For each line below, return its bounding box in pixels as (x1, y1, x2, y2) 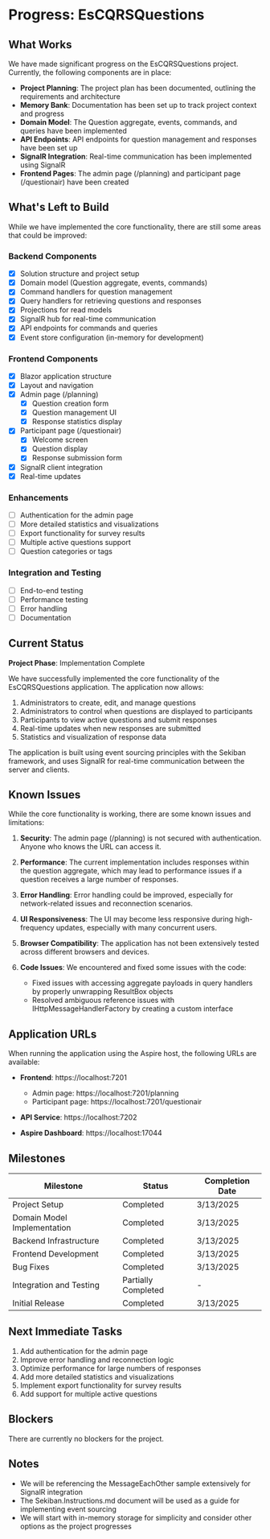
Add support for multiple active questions (19, 1388, 158, 1398)
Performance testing (19, 594, 88, 604)
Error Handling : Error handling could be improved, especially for (19, 890, 233, 900)
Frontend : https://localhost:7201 (19, 1073, 127, 1083)
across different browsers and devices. (19, 947, 150, 957)
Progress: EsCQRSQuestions (8, 6, 205, 24)
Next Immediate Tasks (8, 1325, 123, 1339)
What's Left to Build (8, 200, 109, 214)
